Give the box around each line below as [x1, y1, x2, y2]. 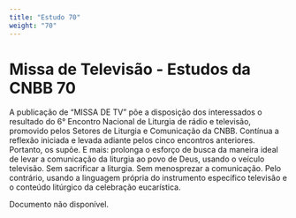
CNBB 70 [9, 78, 77, 98]
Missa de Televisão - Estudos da [9, 59, 252, 79]
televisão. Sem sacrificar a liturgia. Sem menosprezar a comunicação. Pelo [9, 163, 281, 174]
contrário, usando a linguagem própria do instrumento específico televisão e [9, 173, 287, 184]
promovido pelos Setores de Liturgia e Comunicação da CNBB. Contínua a [9, 125, 280, 137]
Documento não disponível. [9, 199, 109, 210]
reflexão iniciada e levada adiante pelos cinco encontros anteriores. [9, 135, 255, 146]
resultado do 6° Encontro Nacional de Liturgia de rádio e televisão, [9, 117, 252, 127]
